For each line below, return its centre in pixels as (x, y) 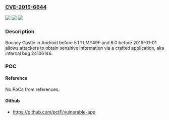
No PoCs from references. (32, 89)
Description (20, 32)
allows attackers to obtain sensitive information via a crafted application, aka (85, 48)
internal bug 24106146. (29, 53)
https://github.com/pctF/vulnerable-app (54, 112)
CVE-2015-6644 (26, 7)
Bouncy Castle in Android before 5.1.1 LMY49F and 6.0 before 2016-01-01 (81, 42)
